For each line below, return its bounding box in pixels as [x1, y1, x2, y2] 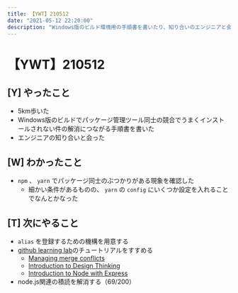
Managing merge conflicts [28, 254, 105, 262]
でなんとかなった [28, 194, 79, 203]
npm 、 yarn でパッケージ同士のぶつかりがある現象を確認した [17, 177, 195, 185]
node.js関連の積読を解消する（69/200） [17, 277, 136, 286]
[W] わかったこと [7, 156, 83, 168]
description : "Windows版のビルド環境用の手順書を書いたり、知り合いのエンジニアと [7, 23, 227, 31]
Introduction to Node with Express [28, 269, 128, 277]
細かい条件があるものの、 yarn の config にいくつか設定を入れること [28, 185, 229, 194]
